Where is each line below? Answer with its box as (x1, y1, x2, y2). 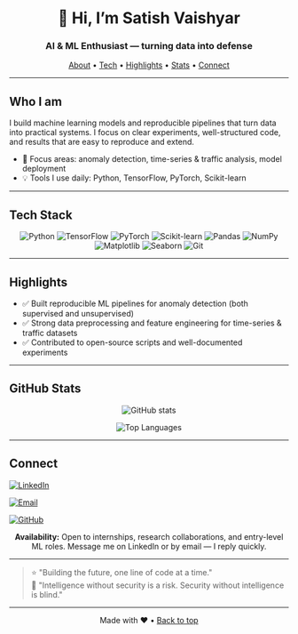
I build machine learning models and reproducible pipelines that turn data (9, 117, 277, 128)
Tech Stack (9, 207, 73, 222)
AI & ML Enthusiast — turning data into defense (45, 40, 253, 52)
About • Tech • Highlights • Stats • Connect (67, 60, 231, 70)
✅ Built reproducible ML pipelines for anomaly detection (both (21, 298, 248, 309)
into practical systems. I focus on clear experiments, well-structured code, (9, 127, 281, 138)
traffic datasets (21, 327, 78, 338)
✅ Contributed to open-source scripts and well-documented (21, 337, 243, 348)
